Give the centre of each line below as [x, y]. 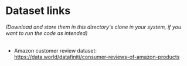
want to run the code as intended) [47, 33]
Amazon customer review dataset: [55, 50]
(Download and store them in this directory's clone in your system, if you [93, 27]
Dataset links [38, 11]
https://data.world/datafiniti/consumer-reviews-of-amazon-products [97, 57]
